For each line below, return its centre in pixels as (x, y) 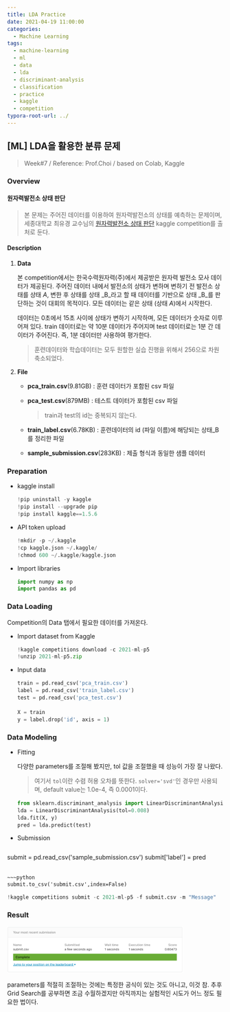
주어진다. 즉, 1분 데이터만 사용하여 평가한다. (93, 335)
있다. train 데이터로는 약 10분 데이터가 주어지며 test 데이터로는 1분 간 (122, 327)
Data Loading (30, 606)
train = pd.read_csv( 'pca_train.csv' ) (72, 683)
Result (18, 915)
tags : (15, 44)
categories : (24, 29)
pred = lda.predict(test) (54, 825)
